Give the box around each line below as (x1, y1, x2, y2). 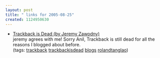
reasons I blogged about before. (12, 42, 81, 48)
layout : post (5, 7, 33, 13)
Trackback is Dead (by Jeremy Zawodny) (12, 31, 100, 37)
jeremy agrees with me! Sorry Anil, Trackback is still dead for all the (12, 36, 155, 42)
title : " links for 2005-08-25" (5, 12, 74, 17)
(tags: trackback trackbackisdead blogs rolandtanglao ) (12, 47, 129, 53)
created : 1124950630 (5, 17, 50, 22)
